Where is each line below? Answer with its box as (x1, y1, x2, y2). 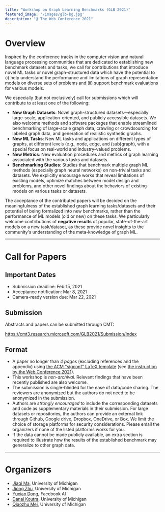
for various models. (5, 85, 45, 91)
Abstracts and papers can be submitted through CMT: (5, 321, 114, 328)
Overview (5, 37, 46, 49)
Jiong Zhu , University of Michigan (12, 485, 81, 491)
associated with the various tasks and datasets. (12, 157, 109, 163)
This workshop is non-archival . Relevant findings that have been (12, 374, 143, 380)
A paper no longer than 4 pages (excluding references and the (12, 358, 139, 364)
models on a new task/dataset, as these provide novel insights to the (5, 224, 144, 230)
